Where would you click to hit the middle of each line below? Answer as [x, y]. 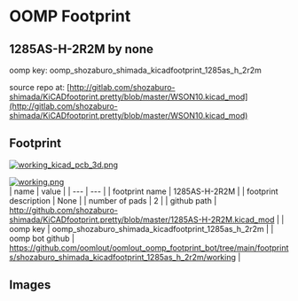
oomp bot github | [42, 238]
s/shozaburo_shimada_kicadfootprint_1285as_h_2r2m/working [123, 257]
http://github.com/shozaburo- [63, 210]
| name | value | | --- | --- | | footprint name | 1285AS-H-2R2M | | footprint [144, 191]
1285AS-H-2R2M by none [81, 49]
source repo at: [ [39, 87]
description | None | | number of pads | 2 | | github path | [113, 200]
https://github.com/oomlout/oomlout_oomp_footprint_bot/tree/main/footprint [149, 247]
